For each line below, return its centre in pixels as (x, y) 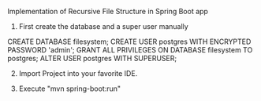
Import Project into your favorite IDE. (78, 73)
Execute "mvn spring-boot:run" (70, 88)
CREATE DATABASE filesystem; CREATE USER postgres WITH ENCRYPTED (129, 41)
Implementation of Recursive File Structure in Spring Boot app (108, 11)
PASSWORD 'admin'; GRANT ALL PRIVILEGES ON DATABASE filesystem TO (130, 50)
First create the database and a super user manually (103, 26)
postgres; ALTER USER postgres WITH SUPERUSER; (92, 58)
